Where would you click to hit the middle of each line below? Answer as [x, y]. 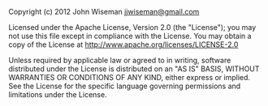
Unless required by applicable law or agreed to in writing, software [120, 60]
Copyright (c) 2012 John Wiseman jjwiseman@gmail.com [104, 12]
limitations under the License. [58, 95]
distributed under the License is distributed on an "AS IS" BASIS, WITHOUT [134, 69]
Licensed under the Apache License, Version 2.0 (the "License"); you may [132, 27]
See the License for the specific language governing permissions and [125, 86]
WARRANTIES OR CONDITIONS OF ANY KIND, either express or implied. [129, 77]
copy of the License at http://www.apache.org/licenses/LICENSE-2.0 [123, 45]
